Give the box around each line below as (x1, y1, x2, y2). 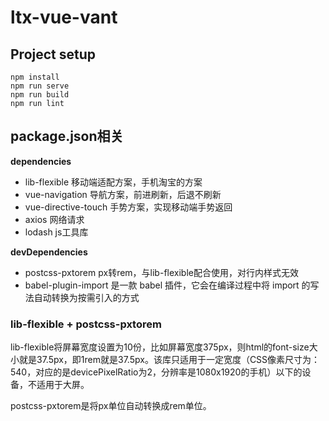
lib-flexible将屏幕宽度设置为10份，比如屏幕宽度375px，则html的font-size (10, 341, 310, 353)
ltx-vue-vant (10, 6, 118, 29)
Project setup (10, 46, 97, 63)
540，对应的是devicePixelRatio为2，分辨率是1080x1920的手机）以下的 (10, 366, 303, 378)
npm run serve (10, 81, 70, 91)
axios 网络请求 (24, 213, 85, 225)
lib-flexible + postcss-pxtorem (10, 317, 162, 331)
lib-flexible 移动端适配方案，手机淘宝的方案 (24, 176, 203, 188)
